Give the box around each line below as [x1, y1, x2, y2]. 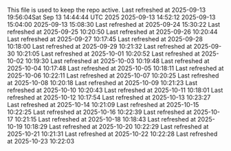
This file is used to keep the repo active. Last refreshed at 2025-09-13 [7, 6, 206, 14]
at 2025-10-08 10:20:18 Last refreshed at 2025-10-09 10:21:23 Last [7, 79, 198, 86]
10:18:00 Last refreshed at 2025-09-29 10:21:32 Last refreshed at [7, 43, 192, 50]
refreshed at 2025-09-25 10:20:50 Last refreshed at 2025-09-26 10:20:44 [7, 27, 218, 36]
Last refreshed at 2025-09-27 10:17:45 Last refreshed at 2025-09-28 [7, 35, 203, 43]
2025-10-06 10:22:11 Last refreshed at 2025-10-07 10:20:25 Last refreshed [7, 71, 219, 80]
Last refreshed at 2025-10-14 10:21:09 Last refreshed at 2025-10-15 [7, 101, 199, 108]
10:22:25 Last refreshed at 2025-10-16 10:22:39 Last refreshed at [7, 108, 192, 116]
